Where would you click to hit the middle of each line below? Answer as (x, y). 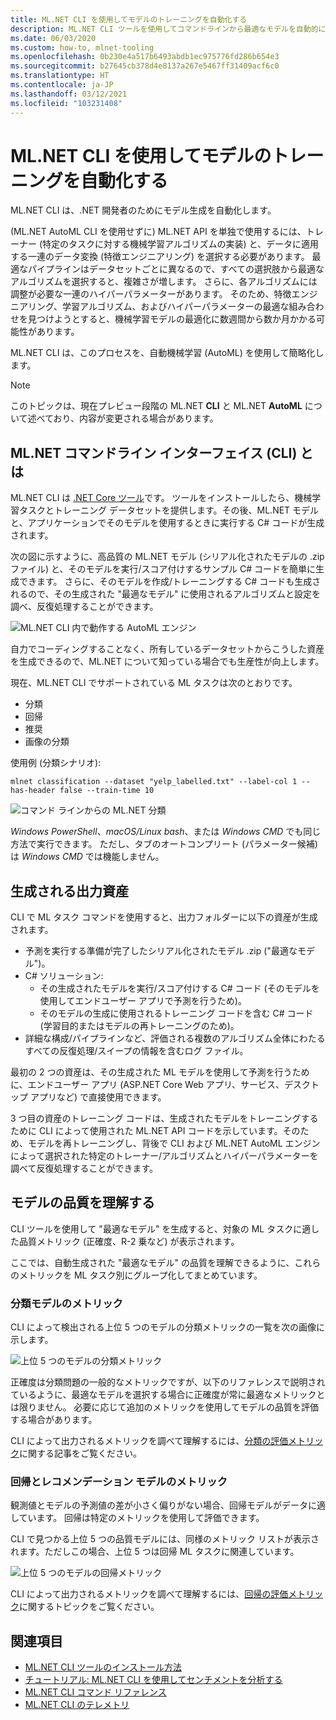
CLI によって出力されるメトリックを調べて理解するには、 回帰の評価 (149, 1594)
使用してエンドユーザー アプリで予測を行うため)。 (143, 1001)
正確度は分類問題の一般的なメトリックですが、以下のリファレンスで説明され (168, 1382)
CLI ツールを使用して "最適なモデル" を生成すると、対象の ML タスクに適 (161, 1228)
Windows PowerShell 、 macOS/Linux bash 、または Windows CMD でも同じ (166, 832)
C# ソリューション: (64, 976)
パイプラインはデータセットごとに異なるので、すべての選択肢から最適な (176, 269)
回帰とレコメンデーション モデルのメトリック (119, 1482)
